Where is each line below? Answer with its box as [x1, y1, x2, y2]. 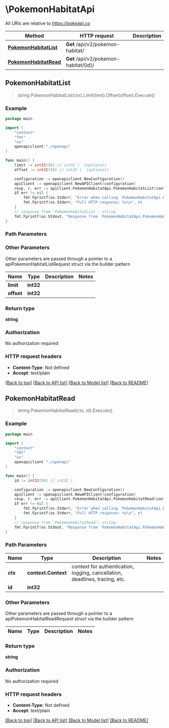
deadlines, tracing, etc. [71, 576, 126, 583]
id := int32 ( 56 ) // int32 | [14, 478, 73, 483]
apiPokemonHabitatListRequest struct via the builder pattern [5, 261, 131, 267]
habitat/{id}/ [66, 62, 95, 69]
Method [25, 32, 44, 39]
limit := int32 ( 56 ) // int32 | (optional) [14, 163, 107, 168]
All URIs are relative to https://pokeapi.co [5, 20, 91, 26]
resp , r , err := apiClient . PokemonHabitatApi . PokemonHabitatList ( [14, 186, 156, 191]
